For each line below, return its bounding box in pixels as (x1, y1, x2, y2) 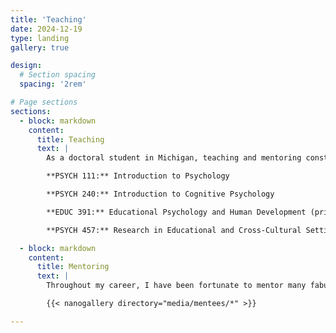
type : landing (10, 33, 70, 43)
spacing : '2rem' (19, 79, 87, 90)
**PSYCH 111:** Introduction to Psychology (46, 171, 230, 181)
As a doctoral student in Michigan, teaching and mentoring (46, 153, 302, 163)
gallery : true (10, 42, 70, 53)
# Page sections (10, 97, 78, 107)
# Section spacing (19, 70, 97, 80)
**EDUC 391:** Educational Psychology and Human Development (46, 207, 307, 217)
